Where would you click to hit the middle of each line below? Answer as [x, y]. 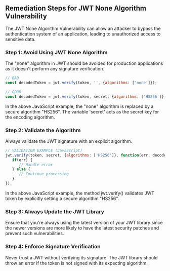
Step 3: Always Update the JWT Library [55, 211]
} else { [21, 169]
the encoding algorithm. [30, 117]
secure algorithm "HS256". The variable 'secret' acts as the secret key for [82, 111]
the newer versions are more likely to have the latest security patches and [82, 228]
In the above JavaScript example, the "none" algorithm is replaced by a [79, 106]
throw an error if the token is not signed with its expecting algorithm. [77, 263]
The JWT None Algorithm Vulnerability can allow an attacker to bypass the [83, 28]
